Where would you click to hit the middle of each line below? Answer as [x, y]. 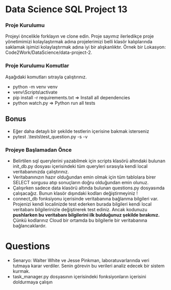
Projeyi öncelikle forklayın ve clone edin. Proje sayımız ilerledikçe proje [80, 36]
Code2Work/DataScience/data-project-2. [49, 52]
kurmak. [21, 271]
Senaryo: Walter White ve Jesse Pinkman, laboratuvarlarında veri [81, 260]
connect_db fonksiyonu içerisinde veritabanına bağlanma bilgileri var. [86, 198]
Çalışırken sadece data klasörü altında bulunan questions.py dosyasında [89, 188]
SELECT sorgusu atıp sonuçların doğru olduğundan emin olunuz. [81, 182]
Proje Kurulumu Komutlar [37, 66]
